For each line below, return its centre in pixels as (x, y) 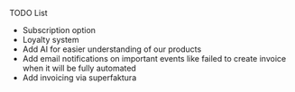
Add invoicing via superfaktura (79, 78)
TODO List (28, 13)
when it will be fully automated (79, 68)
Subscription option (59, 30)
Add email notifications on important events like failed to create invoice (154, 59)
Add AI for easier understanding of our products (112, 49)
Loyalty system (51, 40)
